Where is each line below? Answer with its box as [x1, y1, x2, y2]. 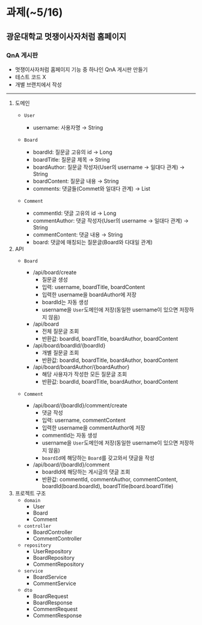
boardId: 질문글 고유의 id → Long [32, 148, 112, 156]
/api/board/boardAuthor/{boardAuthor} [32, 363, 130, 370]
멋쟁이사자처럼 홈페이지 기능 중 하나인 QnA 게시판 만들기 [14, 66, 148, 73]
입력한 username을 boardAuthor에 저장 [41, 291, 137, 298]
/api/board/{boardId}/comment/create [32, 402, 127, 409]
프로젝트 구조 [14, 489, 46, 497]
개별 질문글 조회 [41, 349, 79, 356]
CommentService [32, 580, 76, 587]
